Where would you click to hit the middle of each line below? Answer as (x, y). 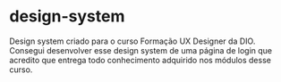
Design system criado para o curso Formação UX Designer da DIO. (132, 41)
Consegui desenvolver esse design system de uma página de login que (141, 50)
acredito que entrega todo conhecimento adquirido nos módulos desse (140, 60)
